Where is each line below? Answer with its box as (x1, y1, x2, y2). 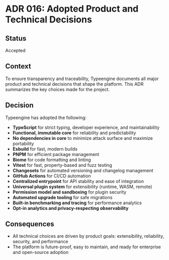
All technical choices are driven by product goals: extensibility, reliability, (12, 233, 164, 239)
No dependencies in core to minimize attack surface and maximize (12, 135, 153, 141)
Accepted (5, 48, 26, 53)
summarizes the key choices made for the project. (5, 86, 110, 92)
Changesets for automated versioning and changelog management (12, 167, 153, 173)
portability (12, 140, 34, 146)
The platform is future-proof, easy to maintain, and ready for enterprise (12, 244, 161, 250)
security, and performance (12, 239, 68, 245)
